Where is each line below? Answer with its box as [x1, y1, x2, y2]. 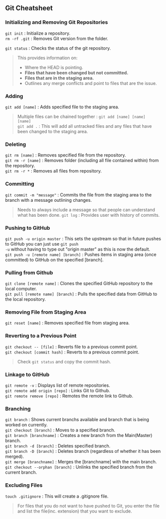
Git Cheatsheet [5, 4, 53, 12]
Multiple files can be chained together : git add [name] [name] [17, 113, 146, 119]
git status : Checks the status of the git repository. [5, 45, 111, 51]
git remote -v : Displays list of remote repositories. [5, 382, 110, 388]
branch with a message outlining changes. [5, 197, 92, 203]
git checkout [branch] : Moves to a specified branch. [5, 427, 115, 433]
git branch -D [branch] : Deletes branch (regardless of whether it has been [5, 448, 161, 454]
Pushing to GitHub [5, 224, 51, 231]
